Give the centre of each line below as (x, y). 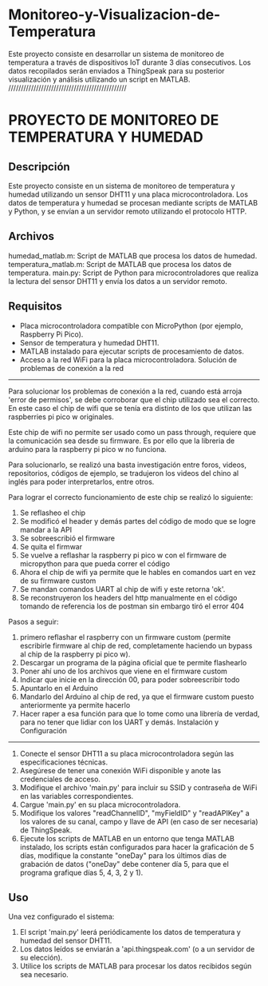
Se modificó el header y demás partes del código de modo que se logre (138, 521)
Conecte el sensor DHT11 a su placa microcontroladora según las (127, 753)
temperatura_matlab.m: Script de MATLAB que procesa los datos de (120, 264)
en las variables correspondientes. (77, 796)
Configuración (43, 730)
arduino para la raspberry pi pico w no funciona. (88, 449)
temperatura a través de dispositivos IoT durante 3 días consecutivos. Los (130, 62)
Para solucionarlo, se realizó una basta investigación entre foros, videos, (128, 465)
